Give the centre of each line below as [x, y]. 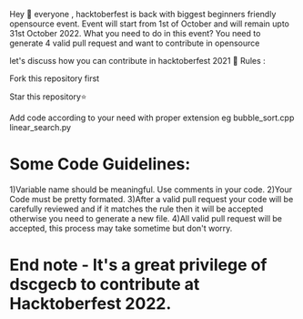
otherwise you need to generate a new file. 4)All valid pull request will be [146, 218]
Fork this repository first [55, 78]
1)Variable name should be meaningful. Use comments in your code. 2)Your [151, 189]
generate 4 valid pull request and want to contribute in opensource [135, 43]
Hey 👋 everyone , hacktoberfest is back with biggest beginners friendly [143, 14]
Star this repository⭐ [48, 97]
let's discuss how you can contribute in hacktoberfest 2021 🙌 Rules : [137, 61]
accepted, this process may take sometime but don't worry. [121, 228]
